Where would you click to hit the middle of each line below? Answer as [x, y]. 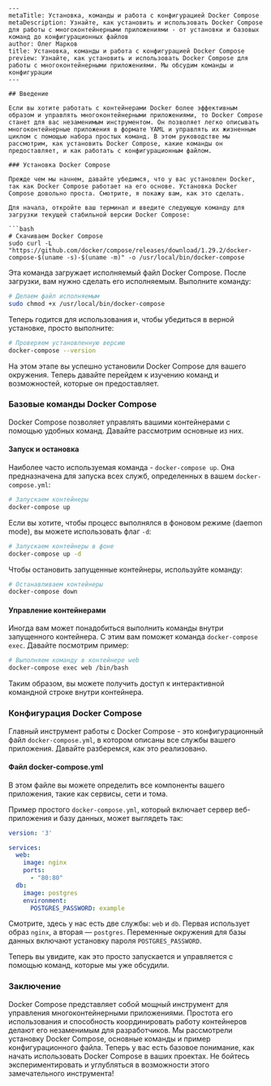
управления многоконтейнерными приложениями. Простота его [121, 1013]
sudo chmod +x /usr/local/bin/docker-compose [86, 303]
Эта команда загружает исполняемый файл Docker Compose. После [127, 273]
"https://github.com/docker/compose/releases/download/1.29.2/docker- [130, 251]
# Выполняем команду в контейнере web [74, 661]
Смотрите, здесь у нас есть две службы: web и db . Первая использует [129, 923]
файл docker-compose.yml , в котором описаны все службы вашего [122, 739]
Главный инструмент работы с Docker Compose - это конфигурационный [136, 731]
